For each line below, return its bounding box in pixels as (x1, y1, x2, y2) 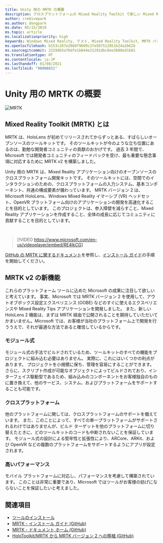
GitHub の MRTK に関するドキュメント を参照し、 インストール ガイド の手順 (5, 252, 155, 258)
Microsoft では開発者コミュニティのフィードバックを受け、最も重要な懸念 (5, 152, 152, 158)
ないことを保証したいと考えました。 (9, 485, 81, 491)
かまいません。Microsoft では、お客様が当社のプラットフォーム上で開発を (5, 318, 153, 324)
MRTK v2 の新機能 (5, 274, 61, 282)
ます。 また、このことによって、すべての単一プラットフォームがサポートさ (9, 417, 158, 423)
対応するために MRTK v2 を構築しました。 (13, 158, 98, 164)
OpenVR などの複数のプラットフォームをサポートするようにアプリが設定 (10, 442, 156, 448)
